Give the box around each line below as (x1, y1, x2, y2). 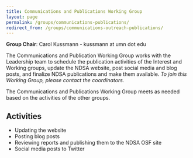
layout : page (6, 14, 38, 20)
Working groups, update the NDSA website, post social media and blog (6, 65, 177, 72)
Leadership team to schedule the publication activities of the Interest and (6, 58, 182, 65)
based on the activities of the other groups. (6, 94, 111, 101)
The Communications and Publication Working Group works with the (6, 52, 171, 59)
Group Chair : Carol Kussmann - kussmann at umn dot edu (6, 41, 146, 48)
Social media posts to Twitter (14, 145, 85, 152)
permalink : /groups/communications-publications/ (6, 19, 130, 25)
